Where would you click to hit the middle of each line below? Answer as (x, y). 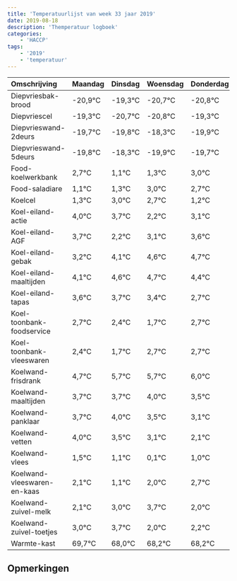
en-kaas (25, 491)
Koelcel (23, 200)
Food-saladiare (37, 188)
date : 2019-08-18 (33, 21)
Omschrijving (34, 84)
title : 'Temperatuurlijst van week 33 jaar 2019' (82, 14)
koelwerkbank (34, 177)
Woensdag (165, 84)
